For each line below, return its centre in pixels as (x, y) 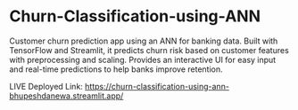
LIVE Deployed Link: (46, 86)
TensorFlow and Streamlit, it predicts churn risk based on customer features (149, 50)
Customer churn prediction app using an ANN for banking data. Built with (144, 41)
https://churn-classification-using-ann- (157, 86)
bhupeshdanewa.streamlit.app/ (66, 96)
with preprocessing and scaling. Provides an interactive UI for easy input (143, 59)
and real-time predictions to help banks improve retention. (116, 69)
